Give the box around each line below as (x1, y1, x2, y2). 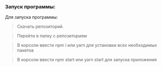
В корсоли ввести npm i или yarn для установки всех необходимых (17, 42, 157, 48)
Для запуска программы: (5, 14, 58, 20)
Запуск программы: (5, 3, 56, 10)
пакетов (17, 47, 34, 54)
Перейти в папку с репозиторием (17, 33, 87, 39)
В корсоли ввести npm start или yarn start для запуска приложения (17, 57, 157, 63)
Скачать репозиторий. (17, 24, 64, 29)
